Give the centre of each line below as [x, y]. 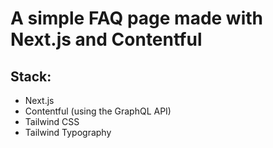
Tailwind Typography [68, 132]
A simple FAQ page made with [137, 18]
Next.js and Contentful [106, 39]
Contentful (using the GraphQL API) [98, 111]
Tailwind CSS [52, 121]
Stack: [31, 76]
